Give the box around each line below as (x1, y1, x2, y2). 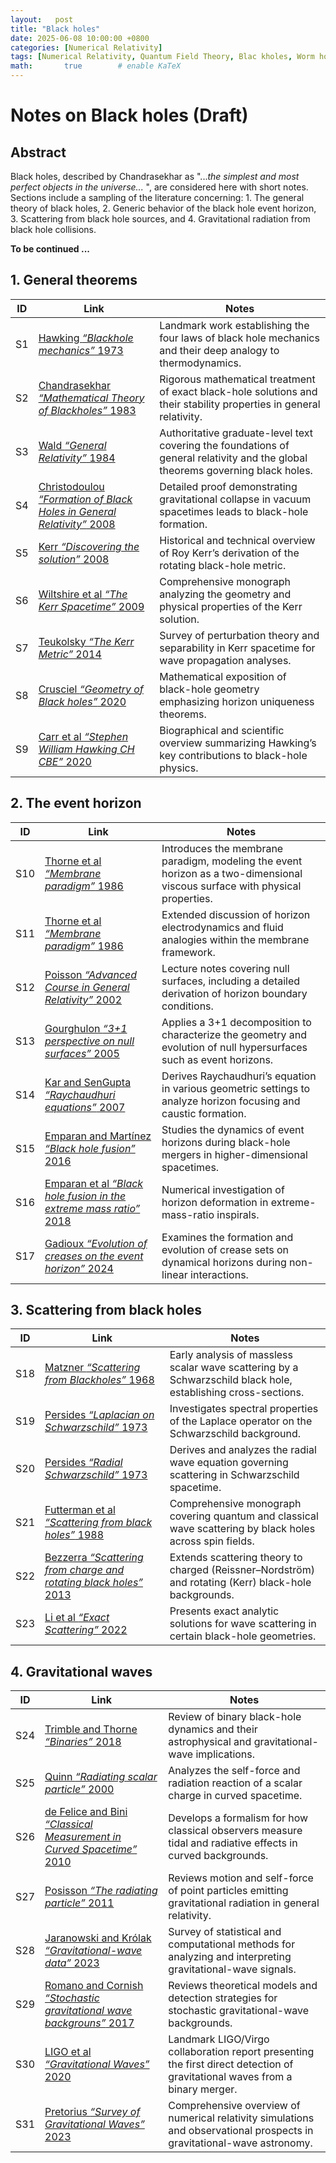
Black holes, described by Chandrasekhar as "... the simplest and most (10, 171, 300, 182)
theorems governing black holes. (159, 463, 313, 477)
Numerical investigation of (161, 1182, 285, 1196)
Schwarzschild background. (169, 1427, 302, 1441)
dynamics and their (168, 1722, 258, 1736)
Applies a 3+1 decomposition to (161, 1015, 312, 1029)
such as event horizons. (161, 1052, 274, 1066)
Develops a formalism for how (168, 1811, 309, 1825)
